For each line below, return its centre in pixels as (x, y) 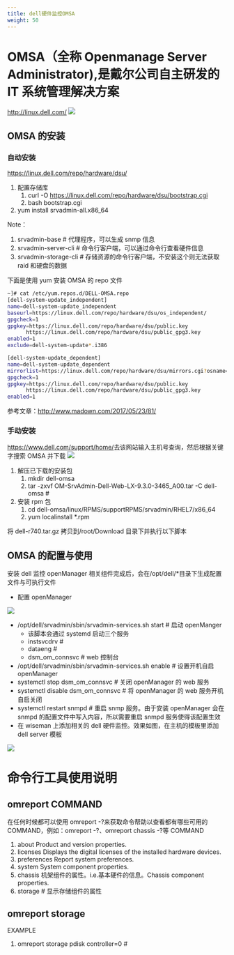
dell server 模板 (40, 734)
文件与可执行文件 (32, 582)
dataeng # (42, 649)
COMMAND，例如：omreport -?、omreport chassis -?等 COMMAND (106, 831)
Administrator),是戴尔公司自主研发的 (114, 74)
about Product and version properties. (72, 845)
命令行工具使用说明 (62, 778)
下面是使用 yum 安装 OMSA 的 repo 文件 (65, 280)
